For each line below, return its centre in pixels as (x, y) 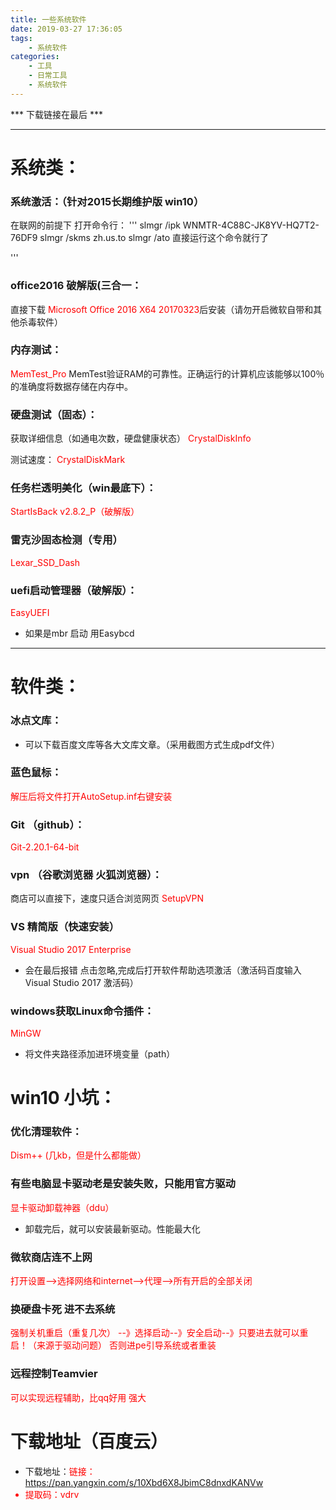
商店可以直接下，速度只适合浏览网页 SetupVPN (107, 898)
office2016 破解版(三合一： (76, 286)
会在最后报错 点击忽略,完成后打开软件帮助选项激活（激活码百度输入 (163, 970)
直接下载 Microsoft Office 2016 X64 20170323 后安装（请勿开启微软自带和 (162, 309)
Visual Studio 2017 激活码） (81, 982)
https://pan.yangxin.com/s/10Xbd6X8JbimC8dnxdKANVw (144, 1482)
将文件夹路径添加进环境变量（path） (100, 1053)
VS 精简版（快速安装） (65, 927)
